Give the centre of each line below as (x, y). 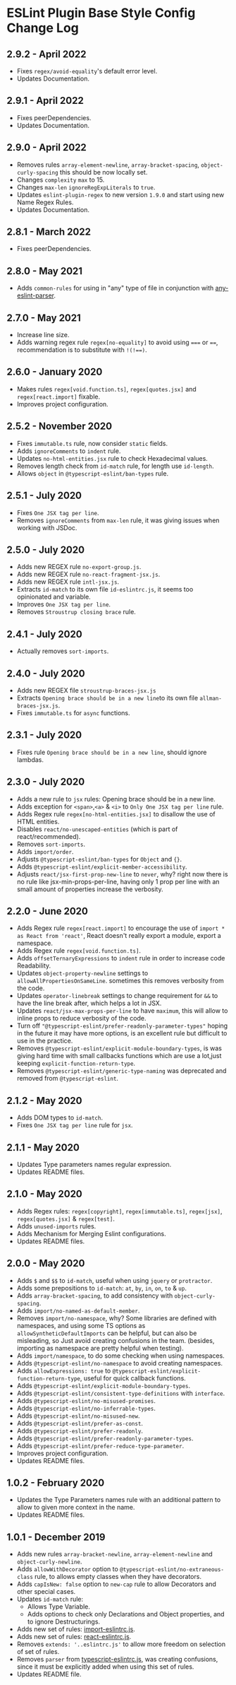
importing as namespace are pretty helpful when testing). (100, 1348)
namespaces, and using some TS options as (81, 1325)
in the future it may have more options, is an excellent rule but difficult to (122, 1033)
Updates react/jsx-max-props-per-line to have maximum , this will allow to (122, 1011)
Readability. (34, 965)
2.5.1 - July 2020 (44, 496)
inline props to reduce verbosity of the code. (81, 1018)
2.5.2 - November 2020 (60, 427)
